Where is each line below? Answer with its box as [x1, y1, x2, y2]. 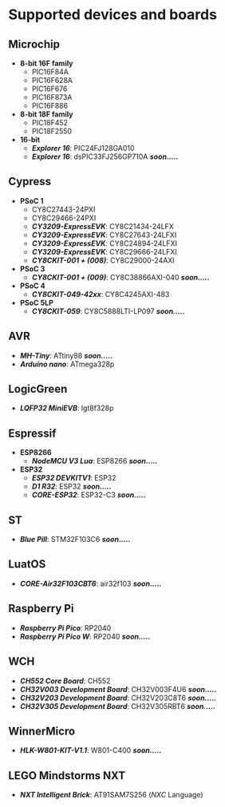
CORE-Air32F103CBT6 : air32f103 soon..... [19, 579, 162, 588]
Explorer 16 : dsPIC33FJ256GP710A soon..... [31, 152, 179, 161]
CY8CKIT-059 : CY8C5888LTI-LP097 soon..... [31, 306, 185, 316]
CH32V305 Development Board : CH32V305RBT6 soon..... [19, 701, 216, 711]
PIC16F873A [31, 93, 73, 101]
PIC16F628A [31, 76, 73, 85]
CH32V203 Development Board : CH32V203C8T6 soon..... [19, 693, 217, 702]
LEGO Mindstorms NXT [8, 769, 126, 782]
